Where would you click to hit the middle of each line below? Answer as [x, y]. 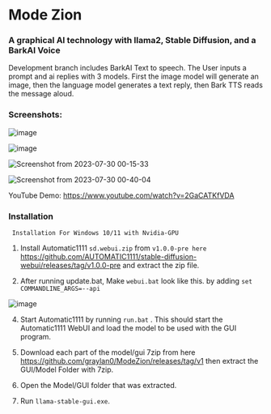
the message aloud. [41, 94]
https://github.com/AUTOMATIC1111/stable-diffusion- [108, 257]
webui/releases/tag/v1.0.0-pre [70, 266]
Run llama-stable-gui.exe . [65, 401]
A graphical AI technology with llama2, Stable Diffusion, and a [132, 41]
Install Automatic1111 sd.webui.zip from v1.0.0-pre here [113, 248]
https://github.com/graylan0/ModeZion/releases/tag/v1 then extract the [139, 361]
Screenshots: [36, 115]
